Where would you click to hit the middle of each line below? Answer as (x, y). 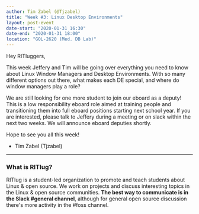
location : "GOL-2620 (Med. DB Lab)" (51, 39)
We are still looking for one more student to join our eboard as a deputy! (94, 98)
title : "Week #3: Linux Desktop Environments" (65, 17)
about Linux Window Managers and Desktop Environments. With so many (96, 74)
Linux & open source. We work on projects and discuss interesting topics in (98, 186)
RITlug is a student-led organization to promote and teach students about (96, 180)
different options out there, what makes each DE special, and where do (93, 80)
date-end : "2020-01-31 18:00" (44, 34)
